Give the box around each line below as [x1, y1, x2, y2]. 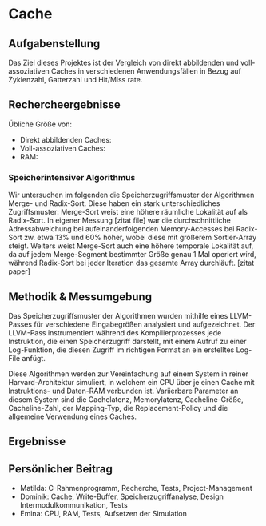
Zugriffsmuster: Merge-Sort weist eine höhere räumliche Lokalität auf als [8, 207, 248, 217]
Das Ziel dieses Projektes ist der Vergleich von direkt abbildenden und [8, 58, 240, 67]
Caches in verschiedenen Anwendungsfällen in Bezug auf [50, 66, 242, 76]
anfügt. [22, 353, 46, 363]
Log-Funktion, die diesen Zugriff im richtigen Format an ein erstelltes [8, 345, 235, 355]
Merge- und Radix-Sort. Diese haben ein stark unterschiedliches [8, 199, 220, 208]
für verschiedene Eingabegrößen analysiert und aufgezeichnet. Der [34, 319, 256, 329]
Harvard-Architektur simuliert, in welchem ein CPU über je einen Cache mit [8, 377, 255, 387]
